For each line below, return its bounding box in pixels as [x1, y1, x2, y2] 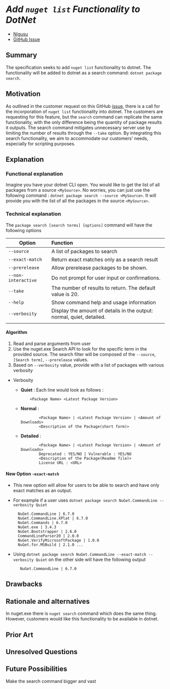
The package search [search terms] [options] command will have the [6, 222, 153, 228]
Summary [6, 51, 37, 60]
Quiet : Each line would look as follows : [20, 387, 104, 393]
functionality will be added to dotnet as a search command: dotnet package [6, 70, 162, 76]
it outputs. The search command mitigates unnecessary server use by [6, 125, 151, 131]
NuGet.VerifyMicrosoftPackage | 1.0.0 [18, 538, 99, 543]
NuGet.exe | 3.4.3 [18, 525, 56, 530]
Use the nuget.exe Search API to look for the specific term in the [13, 346, 147, 352]
